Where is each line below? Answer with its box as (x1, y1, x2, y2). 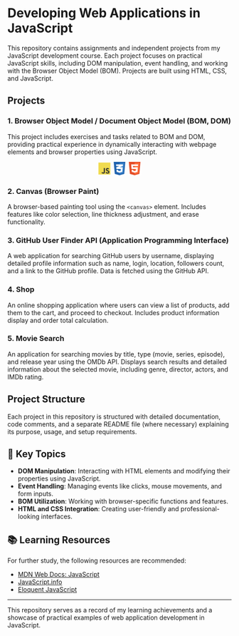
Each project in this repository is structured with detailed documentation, (7, 412, 221, 421)
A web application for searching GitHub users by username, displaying (7, 252, 215, 260)
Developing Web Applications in (7, 5, 201, 21)
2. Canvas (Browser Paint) (7, 186, 100, 196)
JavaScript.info (17, 578, 63, 586)
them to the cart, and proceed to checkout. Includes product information (7, 308, 220, 317)
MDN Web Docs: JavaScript (17, 570, 100, 579)
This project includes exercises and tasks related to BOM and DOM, (7, 132, 206, 140)
